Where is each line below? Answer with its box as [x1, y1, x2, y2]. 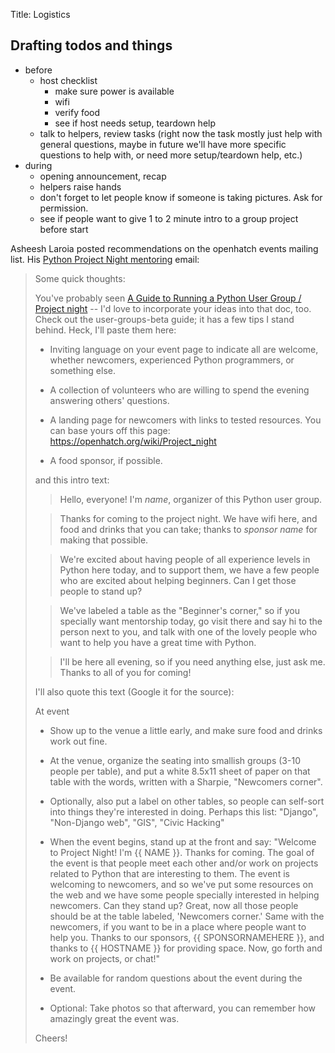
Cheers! [34, 1032, 68, 1044]
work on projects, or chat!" [49, 952, 161, 964]
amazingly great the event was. [49, 1012, 180, 1024]
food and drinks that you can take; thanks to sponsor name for [59, 523, 318, 535]
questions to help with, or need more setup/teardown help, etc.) [39, 149, 303, 161]
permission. [39, 202, 89, 214]
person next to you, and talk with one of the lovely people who [59, 625, 318, 638]
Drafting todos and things [10, 37, 173, 54]
